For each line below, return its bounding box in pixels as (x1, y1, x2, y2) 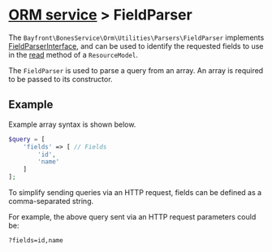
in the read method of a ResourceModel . (8, 50, 138, 59)
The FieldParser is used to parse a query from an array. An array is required (8, 65, 264, 75)
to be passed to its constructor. (8, 74, 113, 84)
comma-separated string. (8, 197, 94, 206)
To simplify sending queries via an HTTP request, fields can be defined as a (8, 188, 262, 197)
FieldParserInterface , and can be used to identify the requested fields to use (8, 41, 264, 50)
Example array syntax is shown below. (8, 119, 136, 129)
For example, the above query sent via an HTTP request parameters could (8, 212, 257, 221)
